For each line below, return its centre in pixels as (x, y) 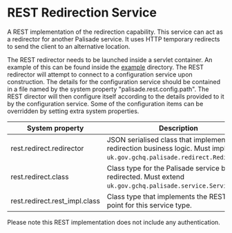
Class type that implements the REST (167, 196)
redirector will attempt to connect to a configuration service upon (100, 74)
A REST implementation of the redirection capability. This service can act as (115, 32)
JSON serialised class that (149, 139)
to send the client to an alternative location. (69, 46)
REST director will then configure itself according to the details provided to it (116, 96)
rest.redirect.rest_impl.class (55, 201)
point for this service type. (149, 205)
